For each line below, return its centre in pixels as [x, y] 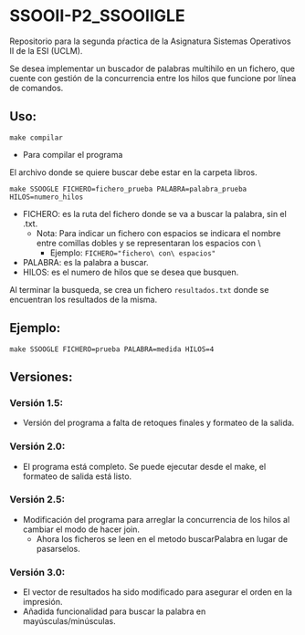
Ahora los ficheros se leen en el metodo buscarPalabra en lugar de [162, 538]
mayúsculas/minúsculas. [69, 621]
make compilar [37, 138]
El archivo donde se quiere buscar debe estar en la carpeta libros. [133, 172]
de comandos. [37, 88]
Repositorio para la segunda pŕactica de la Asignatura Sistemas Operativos [150, 41]
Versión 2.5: [37, 500]
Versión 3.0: [37, 572]
